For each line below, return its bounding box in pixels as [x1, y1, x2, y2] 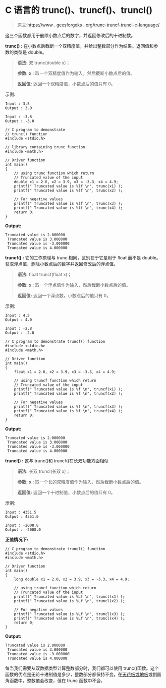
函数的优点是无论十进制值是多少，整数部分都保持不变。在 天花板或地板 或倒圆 [5, 671, 162, 677]
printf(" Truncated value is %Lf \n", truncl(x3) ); [14, 611, 125, 617]
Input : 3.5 [5, 101, 30, 106]
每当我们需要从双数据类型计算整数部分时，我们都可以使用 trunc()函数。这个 [5, 665, 160, 671]
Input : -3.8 [5, 114, 32, 119]
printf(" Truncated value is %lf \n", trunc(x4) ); [14, 205, 123, 210]
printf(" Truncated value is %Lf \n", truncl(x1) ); [14, 594, 125, 599]
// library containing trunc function [5, 144, 85, 149]
